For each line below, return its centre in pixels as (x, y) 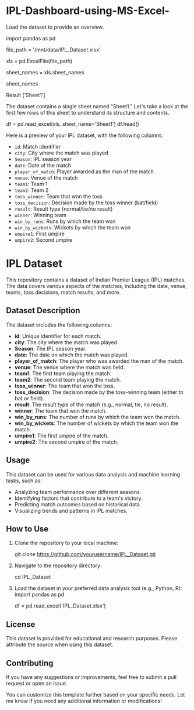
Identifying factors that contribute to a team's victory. (78, 498)
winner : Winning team (40, 215)
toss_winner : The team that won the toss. (65, 386)
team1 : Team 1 (31, 184)
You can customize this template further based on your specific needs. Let (96, 694)
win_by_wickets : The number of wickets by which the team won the (96, 423)
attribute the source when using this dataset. (60, 644)
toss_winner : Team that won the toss (59, 196)
